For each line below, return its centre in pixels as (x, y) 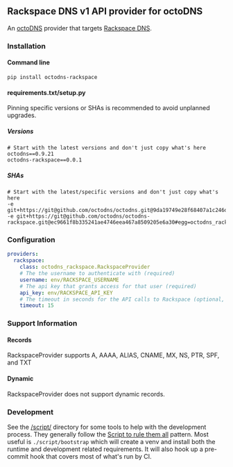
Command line (29, 62)
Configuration (31, 240)
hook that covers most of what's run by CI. (91, 456)
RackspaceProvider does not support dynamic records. (86, 394)
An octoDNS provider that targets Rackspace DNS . (80, 28)
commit (18, 456)
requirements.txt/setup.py (46, 92)
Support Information (42, 324)
